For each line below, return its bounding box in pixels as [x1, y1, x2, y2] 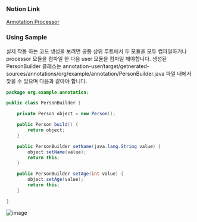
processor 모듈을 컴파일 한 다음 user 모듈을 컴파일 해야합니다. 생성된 [6, 55, 167, 62]
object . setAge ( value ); [27, 177, 84, 183]
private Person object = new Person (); [17, 111, 116, 117]
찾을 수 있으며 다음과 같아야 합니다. [6, 77, 87, 85]
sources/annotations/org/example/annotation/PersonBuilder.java [6, 70, 165, 77]
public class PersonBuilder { [6, 100, 82, 106]
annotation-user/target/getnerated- [62, 62, 150, 70]
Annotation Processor [6, 18, 60, 26]
